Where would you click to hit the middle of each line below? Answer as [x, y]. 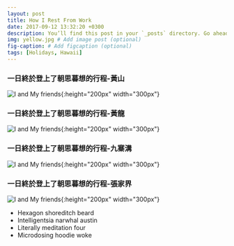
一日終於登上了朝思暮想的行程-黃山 [66, 78]
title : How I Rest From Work [49, 20]
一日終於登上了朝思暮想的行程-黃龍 [66, 114]
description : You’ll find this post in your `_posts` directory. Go [109, 33]
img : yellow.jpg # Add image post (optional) [74, 40]
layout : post [26, 14]
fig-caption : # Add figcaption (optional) [70, 46]
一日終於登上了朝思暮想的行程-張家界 [70, 184]
